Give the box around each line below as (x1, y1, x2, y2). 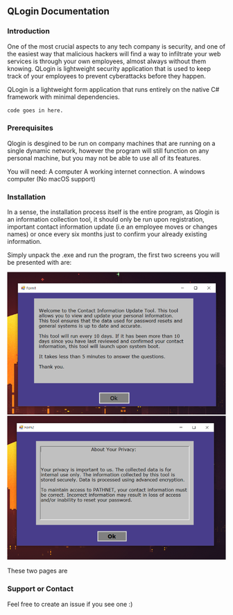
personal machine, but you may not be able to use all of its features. (7, 154, 201, 162)
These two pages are (7, 566, 68, 575)
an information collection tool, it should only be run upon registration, (7, 215, 205, 224)
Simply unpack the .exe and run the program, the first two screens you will (7, 251, 221, 259)
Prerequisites (7, 123, 53, 133)
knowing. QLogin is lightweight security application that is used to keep (7, 64, 212, 72)
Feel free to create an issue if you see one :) (7, 600, 133, 608)
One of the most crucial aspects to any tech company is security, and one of (7, 42, 225, 51)
